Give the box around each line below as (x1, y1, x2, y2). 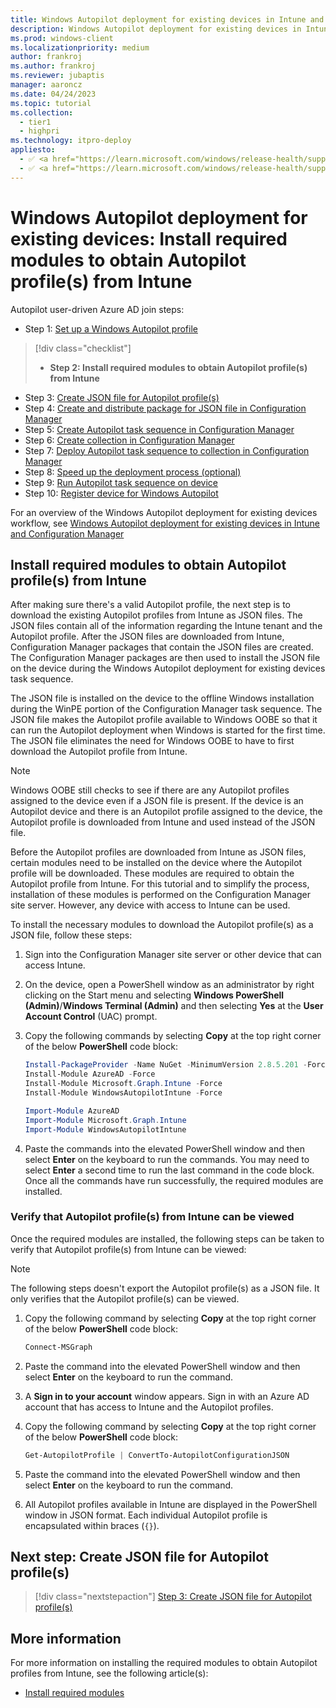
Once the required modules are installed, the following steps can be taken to (10, 1232, 325, 1245)
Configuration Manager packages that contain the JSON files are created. (10, 641, 314, 653)
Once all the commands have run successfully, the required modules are (24, 1174, 324, 1186)
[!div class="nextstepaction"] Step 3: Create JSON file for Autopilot (34, 1591, 313, 1603)
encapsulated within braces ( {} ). (24, 1519, 160, 1531)
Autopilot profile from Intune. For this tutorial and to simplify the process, (10, 878, 310, 890)
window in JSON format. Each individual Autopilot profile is (24, 1509, 268, 1521)
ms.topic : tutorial (10, 98, 92, 108)
